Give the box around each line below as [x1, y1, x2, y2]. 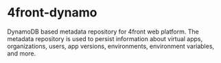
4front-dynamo [7, 5, 97, 21]
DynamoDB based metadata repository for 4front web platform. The [7, 27, 199, 36]
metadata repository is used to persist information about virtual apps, [7, 34, 203, 42]
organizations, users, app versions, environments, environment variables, [7, 42, 215, 50]
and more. [7, 49, 36, 58]
